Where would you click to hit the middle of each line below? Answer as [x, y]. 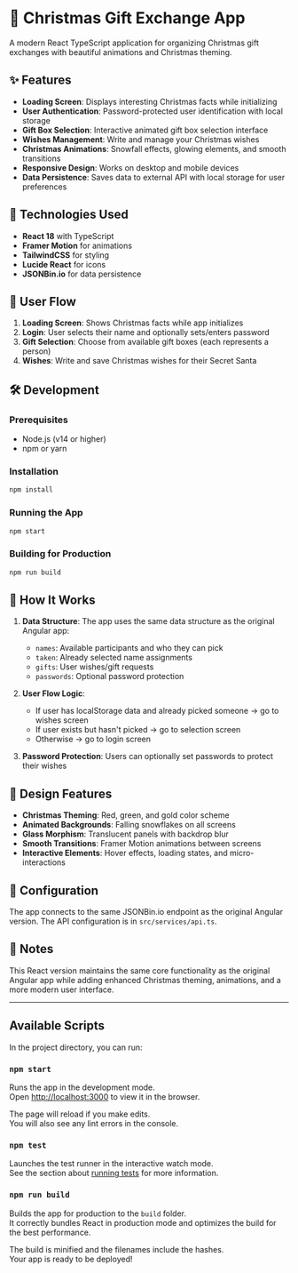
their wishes [44, 766]
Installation [34, 471]
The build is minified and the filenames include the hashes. [117, 1249]
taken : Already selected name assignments [114, 658]
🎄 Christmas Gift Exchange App [127, 18]
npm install [31, 490]
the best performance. [50, 1232]
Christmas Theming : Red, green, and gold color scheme [125, 815]
